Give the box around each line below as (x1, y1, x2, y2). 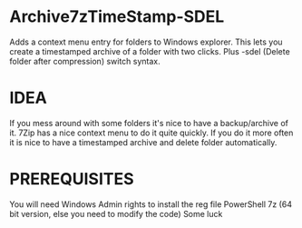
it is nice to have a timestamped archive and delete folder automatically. (9, 136, 278, 147)
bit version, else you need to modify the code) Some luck (9, 208, 223, 219)
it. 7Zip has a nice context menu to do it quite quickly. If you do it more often (9, 127, 294, 138)
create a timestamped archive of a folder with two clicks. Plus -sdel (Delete (9, 45, 290, 56)
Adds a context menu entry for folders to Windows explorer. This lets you (9, 36, 283, 47)
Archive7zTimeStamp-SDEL (9, 6, 225, 27)
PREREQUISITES (9, 169, 134, 190)
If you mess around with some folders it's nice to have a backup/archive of (9, 117, 288, 128)
